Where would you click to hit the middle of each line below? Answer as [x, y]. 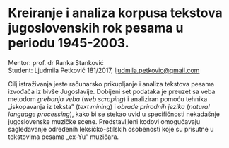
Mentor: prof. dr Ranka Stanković [56, 62]
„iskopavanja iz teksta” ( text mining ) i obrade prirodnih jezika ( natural [109, 106]
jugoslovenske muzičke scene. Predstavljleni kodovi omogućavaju [104, 121]
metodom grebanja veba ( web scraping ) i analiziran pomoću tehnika [108, 99]
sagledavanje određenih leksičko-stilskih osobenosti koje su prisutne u [111, 129]
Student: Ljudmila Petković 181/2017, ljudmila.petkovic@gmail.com [104, 70]
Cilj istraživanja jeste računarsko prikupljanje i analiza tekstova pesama [111, 84]
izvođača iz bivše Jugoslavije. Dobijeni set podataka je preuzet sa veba [112, 91]
